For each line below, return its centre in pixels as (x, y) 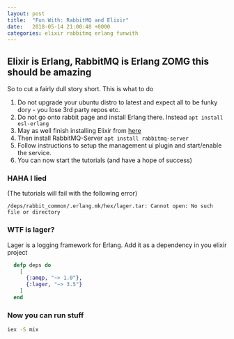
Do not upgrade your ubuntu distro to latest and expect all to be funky (117, 102)
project (17, 252)
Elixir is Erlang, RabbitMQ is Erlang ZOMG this (108, 61)
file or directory (34, 212)
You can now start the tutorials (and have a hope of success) (105, 160)
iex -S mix (23, 330)
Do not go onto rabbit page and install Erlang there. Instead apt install (120, 117)
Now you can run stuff (46, 315)
